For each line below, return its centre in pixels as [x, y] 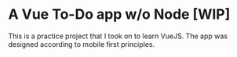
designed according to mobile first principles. [82, 44]
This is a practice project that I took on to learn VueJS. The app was [118, 36]
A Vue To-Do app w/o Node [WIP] [119, 14]
